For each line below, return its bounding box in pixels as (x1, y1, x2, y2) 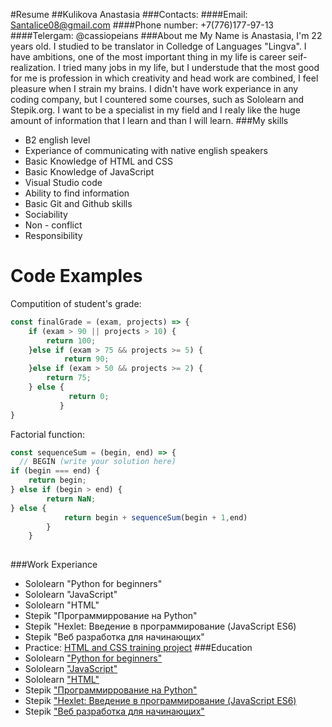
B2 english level (24, 134, 91, 146)
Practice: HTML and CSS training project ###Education (24, 642, 253, 654)
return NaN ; (46, 494, 97, 504)
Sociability (24, 209, 68, 220)
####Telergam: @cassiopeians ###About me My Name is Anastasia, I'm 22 (10, 30, 323, 41)
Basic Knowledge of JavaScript (24, 166, 155, 178)
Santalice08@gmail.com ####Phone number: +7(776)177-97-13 (10, 19, 274, 31)
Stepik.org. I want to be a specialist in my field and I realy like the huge (10, 104, 301, 116)
